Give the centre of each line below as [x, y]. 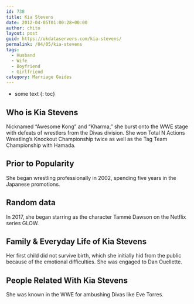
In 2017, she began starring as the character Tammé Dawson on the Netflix [96, 217]
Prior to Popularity [40, 164]
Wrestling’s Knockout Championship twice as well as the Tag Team [87, 139]
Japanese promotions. [33, 184]
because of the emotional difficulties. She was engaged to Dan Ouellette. [94, 262]
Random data [31, 203]
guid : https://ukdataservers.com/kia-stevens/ [64, 39]
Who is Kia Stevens [42, 112]
